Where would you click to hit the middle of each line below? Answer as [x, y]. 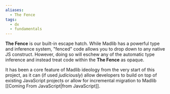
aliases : [15, 10]
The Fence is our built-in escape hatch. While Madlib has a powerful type [82, 43]
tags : [11, 19]
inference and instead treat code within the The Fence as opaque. [75, 60]
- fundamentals [26, 29]
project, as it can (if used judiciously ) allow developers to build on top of [81, 75]
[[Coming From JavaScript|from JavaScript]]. [53, 86]
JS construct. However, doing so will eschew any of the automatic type [80, 55]
